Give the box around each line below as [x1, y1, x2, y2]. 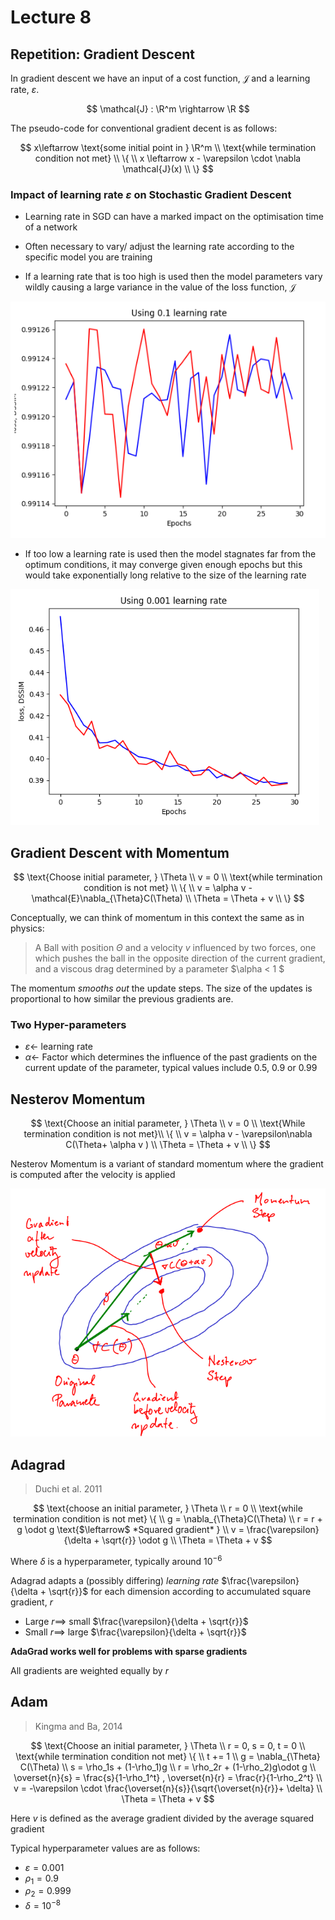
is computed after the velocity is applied [10, 1169, 176, 1181]
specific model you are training [24, 251, 153, 263]
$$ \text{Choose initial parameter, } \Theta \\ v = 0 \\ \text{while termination [13, 871, 323, 883]
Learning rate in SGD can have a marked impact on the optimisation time [24, 211, 324, 223]
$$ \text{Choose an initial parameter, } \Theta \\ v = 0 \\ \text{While [30, 1117, 306, 1130]
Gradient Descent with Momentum [10, 844, 230, 861]
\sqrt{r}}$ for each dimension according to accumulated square [48, 1585, 312, 1597]
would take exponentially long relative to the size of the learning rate [24, 569, 307, 581]
